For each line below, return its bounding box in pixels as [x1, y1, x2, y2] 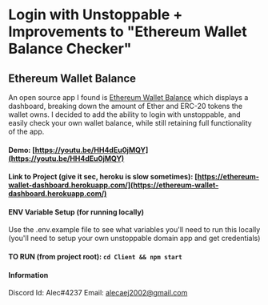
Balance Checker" [8, 40, 132, 58]
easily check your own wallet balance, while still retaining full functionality [8, 118, 252, 127]
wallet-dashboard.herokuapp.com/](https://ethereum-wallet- [8, 180, 219, 190]
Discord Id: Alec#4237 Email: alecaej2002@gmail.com [8, 288, 188, 298]
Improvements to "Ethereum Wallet [8, 22, 247, 41]
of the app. [8, 126, 45, 136]
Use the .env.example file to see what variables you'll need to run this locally [8, 225, 261, 235]
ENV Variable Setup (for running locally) [8, 207, 145, 217]
